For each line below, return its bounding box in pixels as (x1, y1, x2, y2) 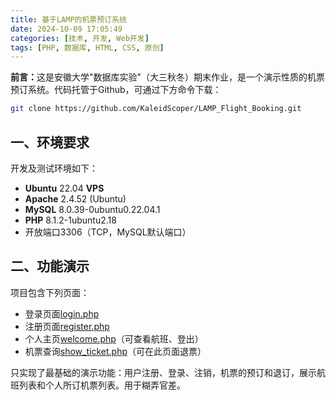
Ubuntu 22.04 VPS (24, 182, 105, 194)
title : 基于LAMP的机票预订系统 (10, 14, 127, 25)
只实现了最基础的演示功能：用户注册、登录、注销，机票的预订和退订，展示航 (10, 366, 326, 378)
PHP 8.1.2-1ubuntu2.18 (24, 214, 117, 226)
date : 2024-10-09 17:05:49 (10, 24, 123, 34)
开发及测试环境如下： (10, 162, 98, 174)
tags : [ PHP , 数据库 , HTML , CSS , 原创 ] (10, 42, 165, 53)
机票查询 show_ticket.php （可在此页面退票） (24, 345, 207, 357)
